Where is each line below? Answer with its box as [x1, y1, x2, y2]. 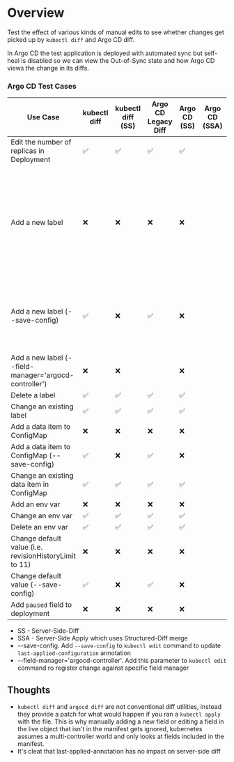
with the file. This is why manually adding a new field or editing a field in [17, 717, 224, 726]
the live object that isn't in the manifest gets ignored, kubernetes [17, 725, 203, 733]
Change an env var [10, 511, 73, 521]
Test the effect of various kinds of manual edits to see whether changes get [7, 28, 225, 36]
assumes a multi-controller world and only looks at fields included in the [17, 732, 224, 741]
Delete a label [10, 390, 56, 400]
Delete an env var [10, 522, 68, 532]
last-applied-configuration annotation [17, 649, 131, 657]
